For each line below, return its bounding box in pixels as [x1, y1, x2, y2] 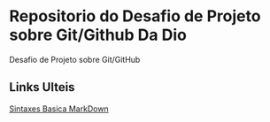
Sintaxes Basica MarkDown [9, 103, 109, 114]
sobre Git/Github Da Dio [9, 25, 188, 45]
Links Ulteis [9, 80, 75, 95]
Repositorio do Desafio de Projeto [9, 6, 261, 27]
